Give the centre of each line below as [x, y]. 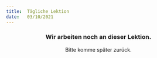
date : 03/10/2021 [30, 17]
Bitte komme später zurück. [98, 49]
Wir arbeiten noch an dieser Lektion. [98, 37]
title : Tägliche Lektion [37, 11]
